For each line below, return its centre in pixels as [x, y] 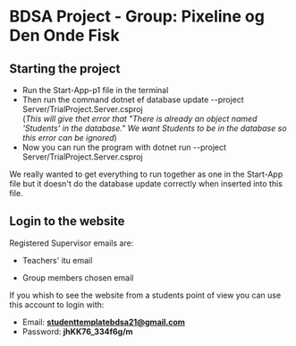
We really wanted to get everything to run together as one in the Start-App [146, 174]
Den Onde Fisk [64, 35]
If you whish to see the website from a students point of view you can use [145, 295]
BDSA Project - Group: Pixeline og [137, 17]
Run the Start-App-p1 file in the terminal [95, 90]
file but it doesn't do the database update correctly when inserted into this [146, 184]
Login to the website [67, 221]
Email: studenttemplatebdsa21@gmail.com [104, 322]
